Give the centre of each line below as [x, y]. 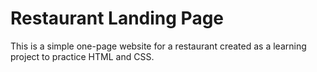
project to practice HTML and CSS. [82, 56]
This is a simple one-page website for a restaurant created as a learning [158, 46]
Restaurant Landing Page [117, 18]
